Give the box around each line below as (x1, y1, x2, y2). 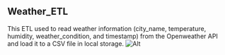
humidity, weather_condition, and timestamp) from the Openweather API (7, 32, 218, 40)
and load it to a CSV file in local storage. (7, 39, 125, 48)
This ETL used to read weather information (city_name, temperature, (7, 24, 207, 32)
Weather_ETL (7, 6, 69, 18)
